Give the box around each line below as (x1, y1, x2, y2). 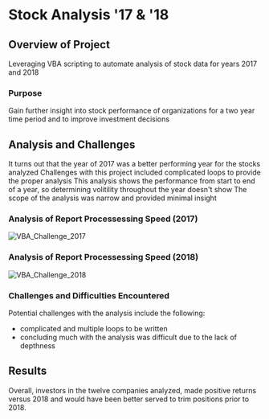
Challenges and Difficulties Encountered (8, 290, 170, 301)
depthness (19, 341, 56, 351)
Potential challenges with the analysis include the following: (8, 308, 206, 318)
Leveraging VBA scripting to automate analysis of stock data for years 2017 (8, 59, 258, 68)
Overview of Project (8, 38, 111, 51)
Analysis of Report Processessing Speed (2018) (8, 252, 199, 263)
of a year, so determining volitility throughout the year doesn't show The (8, 185, 247, 195)
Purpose (8, 87, 43, 98)
